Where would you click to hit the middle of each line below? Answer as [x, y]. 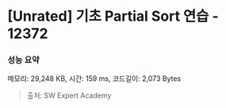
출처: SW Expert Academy [69, 95]
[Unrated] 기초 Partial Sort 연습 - [113, 16]
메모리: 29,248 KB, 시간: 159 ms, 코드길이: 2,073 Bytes [94, 79]
